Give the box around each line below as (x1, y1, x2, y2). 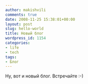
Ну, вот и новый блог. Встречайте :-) (5, 73, 84, 79)
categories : (5, 40, 30, 46)
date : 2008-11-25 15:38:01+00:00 (5, 17, 75, 22)
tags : (5, 54, 17, 60)
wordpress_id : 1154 (5, 36, 46, 41)
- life (5, 45, 19, 50)
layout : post (5, 21, 33, 27)
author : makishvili (5, 7, 46, 13)
